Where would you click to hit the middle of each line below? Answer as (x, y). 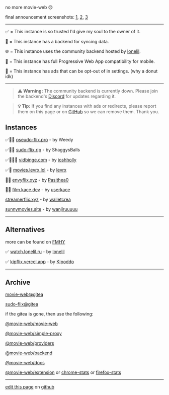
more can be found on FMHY (35, 242)
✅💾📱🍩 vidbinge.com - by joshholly (41, 160)
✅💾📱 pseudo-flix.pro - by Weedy (39, 139)
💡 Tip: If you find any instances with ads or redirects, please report (87, 106)
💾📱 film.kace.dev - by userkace (38, 189)
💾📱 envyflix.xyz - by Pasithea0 (37, 180)
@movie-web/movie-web (31, 324)
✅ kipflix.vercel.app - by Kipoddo (40, 262)
